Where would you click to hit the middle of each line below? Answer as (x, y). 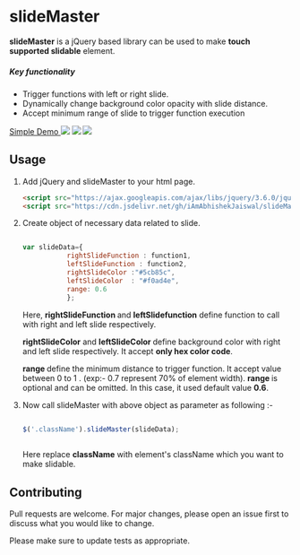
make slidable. (49, 464)
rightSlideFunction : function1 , (129, 256)
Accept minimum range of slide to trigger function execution (133, 113)
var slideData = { (52, 247)
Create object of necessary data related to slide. (111, 223)
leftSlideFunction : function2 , (127, 264)
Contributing (46, 492)
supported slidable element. (62, 50)
